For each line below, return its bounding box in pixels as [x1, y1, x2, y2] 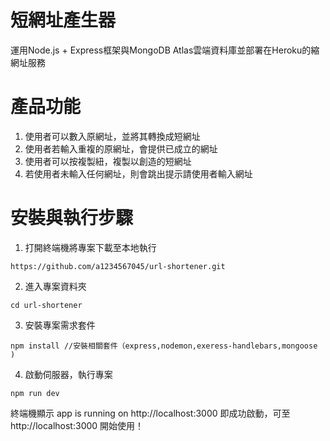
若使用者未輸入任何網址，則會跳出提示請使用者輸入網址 [24, 167, 253, 180]
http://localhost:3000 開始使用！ [10, 419, 145, 431]
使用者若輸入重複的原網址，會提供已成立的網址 [24, 142, 218, 155]
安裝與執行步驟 [10, 207, 134, 230]
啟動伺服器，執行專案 [24, 368, 113, 380]
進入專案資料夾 [24, 280, 87, 292]
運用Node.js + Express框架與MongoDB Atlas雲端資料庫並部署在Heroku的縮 [10, 44, 320, 56]
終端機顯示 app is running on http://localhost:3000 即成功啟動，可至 [10, 407, 291, 419]
